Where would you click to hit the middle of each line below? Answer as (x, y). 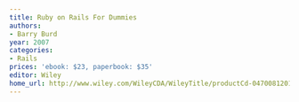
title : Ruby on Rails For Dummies (73, 17)
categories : (31, 51)
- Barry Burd (33, 34)
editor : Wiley (36, 75)
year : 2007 (29, 42)
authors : (25, 26)
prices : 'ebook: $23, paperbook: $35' (81, 67)
